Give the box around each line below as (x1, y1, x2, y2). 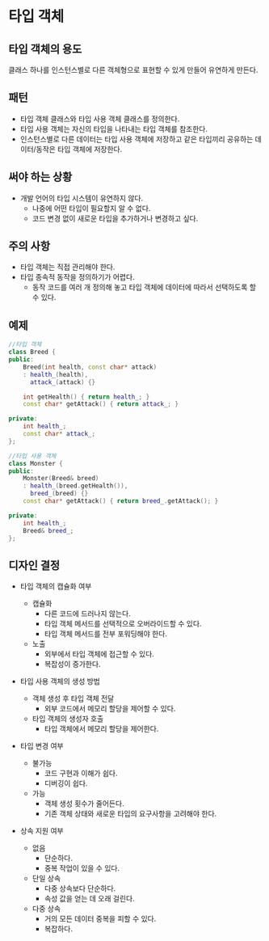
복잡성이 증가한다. (44, 660, 101, 669)
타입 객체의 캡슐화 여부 (19, 581, 92, 591)
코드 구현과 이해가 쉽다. (44, 769, 119, 779)
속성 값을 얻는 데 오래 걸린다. (44, 894, 135, 904)
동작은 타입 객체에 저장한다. (36, 144, 123, 154)
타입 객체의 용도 (8, 42, 82, 56)
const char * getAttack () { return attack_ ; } (23, 400, 179, 408)
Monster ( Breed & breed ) (23, 475, 99, 483)
